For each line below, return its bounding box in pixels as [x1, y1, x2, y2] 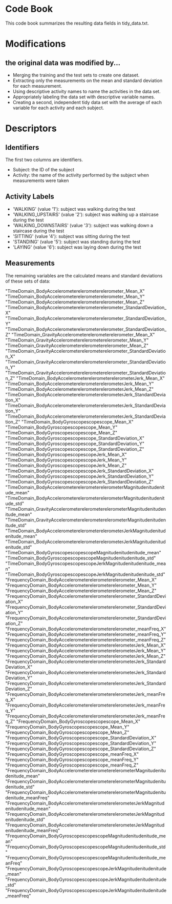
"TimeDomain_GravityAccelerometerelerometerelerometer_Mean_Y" [5, 337, 149, 343]
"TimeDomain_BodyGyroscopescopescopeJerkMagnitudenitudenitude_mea [5, 560, 166, 567]
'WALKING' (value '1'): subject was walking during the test [12, 206, 136, 212]
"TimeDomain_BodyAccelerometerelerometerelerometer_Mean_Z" [5, 298, 145, 305]
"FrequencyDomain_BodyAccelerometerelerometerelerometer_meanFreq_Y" [5, 631, 166, 637]
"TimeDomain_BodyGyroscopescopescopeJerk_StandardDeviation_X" [5, 468, 154, 474]
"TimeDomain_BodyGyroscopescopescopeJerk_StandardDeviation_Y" [5, 473, 154, 479]
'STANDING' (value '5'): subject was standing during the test [12, 238, 141, 245]
